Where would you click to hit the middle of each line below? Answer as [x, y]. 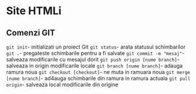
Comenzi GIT [31, 33]
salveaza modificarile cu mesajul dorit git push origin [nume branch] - [93, 59]
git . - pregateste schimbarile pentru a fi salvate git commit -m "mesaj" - [96, 53]
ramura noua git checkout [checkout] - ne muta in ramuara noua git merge [98, 72]
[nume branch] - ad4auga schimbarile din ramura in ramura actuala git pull [98, 78]
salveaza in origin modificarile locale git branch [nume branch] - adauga [94, 66]
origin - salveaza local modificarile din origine [62, 85]
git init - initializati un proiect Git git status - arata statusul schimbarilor [96, 47]
